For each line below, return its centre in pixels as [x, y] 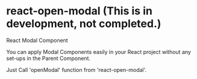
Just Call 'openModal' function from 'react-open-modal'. [77, 69]
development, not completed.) [84, 24]
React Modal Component [37, 40]
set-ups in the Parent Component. [48, 58]
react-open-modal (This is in [79, 11]
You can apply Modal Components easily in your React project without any [99, 51]
